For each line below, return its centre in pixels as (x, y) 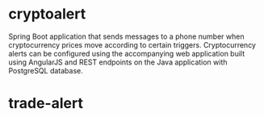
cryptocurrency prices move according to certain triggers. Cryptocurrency (132, 44)
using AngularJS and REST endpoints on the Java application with (118, 62)
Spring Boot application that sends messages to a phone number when (126, 36)
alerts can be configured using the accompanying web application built (127, 53)
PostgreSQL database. (46, 70)
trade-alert (46, 104)
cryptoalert (47, 14)
